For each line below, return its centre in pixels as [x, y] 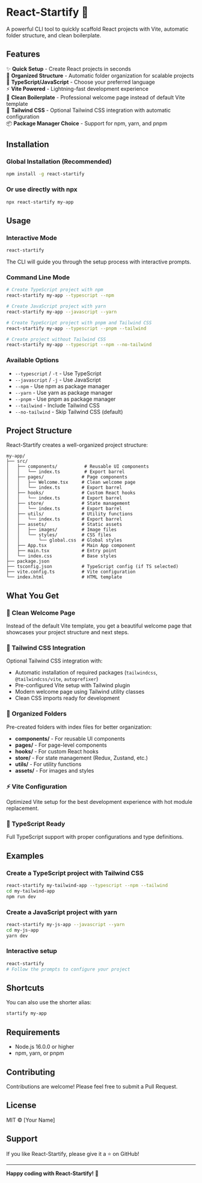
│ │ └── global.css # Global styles [64, 540]
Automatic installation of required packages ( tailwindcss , [86, 673]
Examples [25, 856]
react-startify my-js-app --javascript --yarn [66, 924]
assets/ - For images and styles [54, 770]
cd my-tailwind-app [31, 891]
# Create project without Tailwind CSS [56, 339]
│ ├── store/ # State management [68, 504]
